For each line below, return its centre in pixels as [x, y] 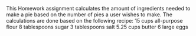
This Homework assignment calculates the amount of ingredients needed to [98, 8]
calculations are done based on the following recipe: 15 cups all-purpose [94, 21]
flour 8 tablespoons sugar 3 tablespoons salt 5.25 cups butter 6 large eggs [97, 27]
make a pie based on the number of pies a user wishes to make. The [89, 15]
